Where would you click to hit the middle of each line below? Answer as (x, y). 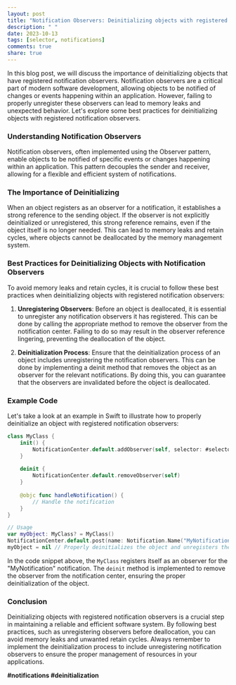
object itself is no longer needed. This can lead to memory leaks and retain (116, 230)
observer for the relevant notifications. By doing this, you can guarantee (122, 375)
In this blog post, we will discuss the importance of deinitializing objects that (118, 73)
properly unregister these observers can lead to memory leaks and (104, 103)
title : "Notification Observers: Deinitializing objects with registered (118, 20)
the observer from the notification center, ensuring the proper (97, 576)
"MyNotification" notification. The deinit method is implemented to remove (117, 568)
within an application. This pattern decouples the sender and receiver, (109, 167)
